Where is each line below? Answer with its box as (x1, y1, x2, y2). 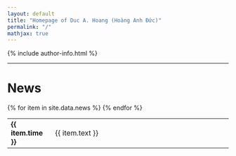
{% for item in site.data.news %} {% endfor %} (7, 103, 143, 112)
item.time (11, 128, 44, 138)
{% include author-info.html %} (7, 49, 98, 58)
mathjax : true (7, 30, 49, 37)
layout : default (7, 10, 55, 18)
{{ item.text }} (55, 128, 99, 138)
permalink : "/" (7, 23, 52, 30)
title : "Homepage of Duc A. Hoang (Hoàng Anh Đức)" (7, 17, 162, 24)
